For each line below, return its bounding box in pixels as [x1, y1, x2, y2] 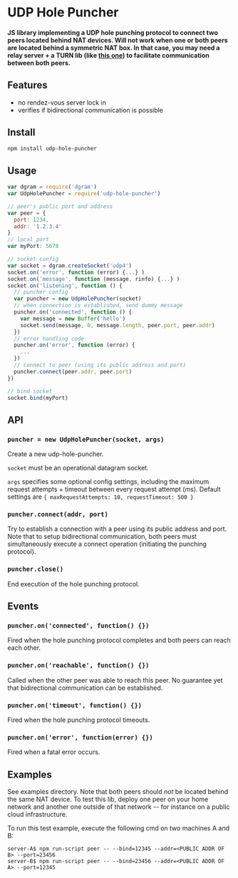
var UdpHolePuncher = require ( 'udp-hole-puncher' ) [7, 190, 161, 197]
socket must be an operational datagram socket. [7, 464, 149, 472]
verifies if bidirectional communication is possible [17, 105, 164, 114]
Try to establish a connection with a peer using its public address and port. [7, 525, 227, 533]
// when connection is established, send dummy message [14, 302, 183, 309]
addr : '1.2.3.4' [14, 222, 62, 230]
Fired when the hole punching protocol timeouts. [7, 716, 150, 724]
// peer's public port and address [7, 202, 113, 210]
